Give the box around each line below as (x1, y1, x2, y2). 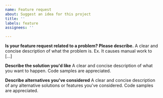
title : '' (5, 16, 26, 21)
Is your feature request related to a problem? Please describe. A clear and (5, 43, 158, 49)
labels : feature (5, 20, 38, 26)
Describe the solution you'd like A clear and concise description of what (5, 63, 153, 69)
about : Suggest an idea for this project (5, 12, 91, 17)
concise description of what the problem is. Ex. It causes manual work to (5, 48, 152, 54)
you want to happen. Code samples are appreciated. (5, 68, 111, 74)
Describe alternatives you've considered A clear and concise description (5, 78, 156, 83)
